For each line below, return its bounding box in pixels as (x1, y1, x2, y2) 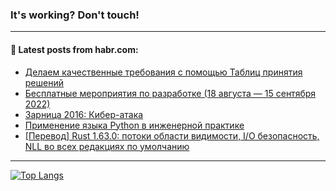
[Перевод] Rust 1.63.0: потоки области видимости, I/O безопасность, (24, 129, 320, 142)
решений (24, 76, 64, 88)
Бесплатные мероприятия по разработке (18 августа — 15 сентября (24, 87, 317, 99)
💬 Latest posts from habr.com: (10, 43, 139, 55)
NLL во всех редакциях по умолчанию (24, 140, 190, 152)
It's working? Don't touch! (10, 8, 140, 22)
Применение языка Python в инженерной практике (24, 119, 245, 131)
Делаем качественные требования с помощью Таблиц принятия (24, 66, 303, 78)
